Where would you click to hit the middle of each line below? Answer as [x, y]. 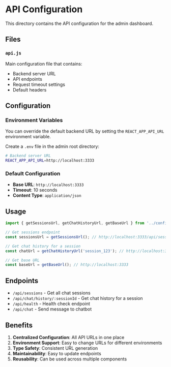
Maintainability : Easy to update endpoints [57, 353]
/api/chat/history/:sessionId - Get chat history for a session [78, 298]
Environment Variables [34, 120]
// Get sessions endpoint [33, 232]
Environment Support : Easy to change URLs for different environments [87, 343]
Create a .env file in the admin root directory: [52, 146]
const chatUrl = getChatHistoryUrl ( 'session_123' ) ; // [65, 251]
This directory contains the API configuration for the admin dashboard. [79, 23]
